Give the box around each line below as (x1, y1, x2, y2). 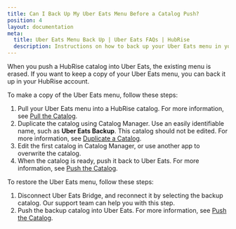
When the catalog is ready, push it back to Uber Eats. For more (17, 157, 199, 165)
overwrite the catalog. (17, 149, 81, 157)
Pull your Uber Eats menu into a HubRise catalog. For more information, (17, 105, 224, 112)
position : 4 (7, 17, 42, 24)
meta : (7, 30, 23, 37)
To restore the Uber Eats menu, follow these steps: (7, 178, 155, 186)
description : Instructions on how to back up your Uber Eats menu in (13, 43, 221, 50)
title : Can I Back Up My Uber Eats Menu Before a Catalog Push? (7, 10, 199, 18)
